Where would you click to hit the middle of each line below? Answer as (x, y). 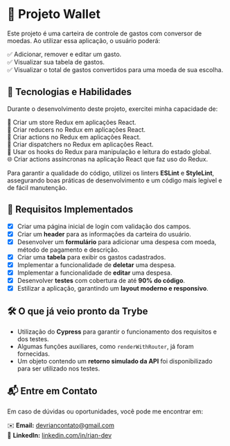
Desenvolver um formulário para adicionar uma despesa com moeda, (117, 241)
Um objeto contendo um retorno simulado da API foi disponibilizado (115, 361)
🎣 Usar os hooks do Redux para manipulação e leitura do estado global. (109, 151)
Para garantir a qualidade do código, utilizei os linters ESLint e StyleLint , (111, 173)
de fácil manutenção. (37, 187)
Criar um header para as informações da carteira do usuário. (104, 234)
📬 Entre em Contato (52, 391)
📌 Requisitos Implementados (70, 210)
